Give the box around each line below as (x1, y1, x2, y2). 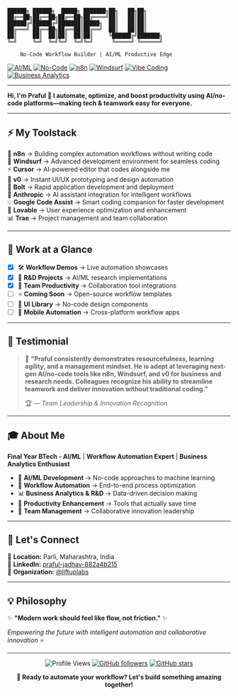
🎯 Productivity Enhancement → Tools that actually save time (17, 499, 197, 508)
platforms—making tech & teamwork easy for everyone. (23, 99, 193, 107)
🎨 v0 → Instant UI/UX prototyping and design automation (7, 175, 174, 183)
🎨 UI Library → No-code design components (17, 300, 149, 308)
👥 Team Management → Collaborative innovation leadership (17, 506, 195, 515)
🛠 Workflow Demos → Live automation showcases (17, 263, 169, 271)
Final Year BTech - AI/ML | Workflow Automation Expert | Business (7, 452, 208, 460)
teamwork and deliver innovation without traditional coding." (24, 384, 208, 393)
